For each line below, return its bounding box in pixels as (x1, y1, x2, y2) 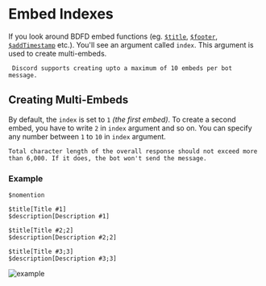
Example (8, 172, 44, 184)
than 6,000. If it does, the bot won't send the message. (8, 154, 207, 162)
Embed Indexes (8, 5, 114, 23)
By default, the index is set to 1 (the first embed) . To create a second (8, 114, 236, 124)
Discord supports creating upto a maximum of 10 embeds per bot (11, 64, 232, 73)
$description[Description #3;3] (8, 255, 117, 263)
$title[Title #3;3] (8, 247, 74, 256)
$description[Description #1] (8, 213, 110, 221)
